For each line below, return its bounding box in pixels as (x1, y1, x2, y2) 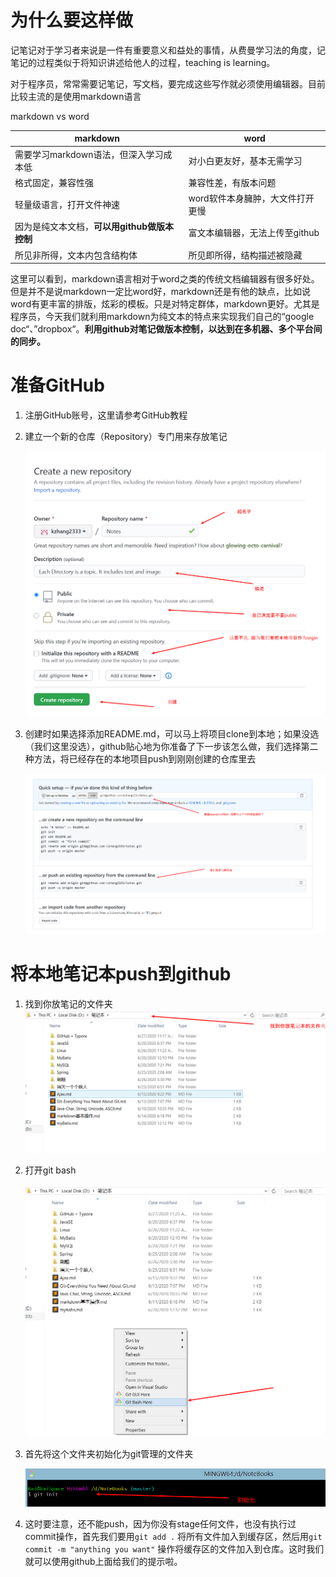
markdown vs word (10, 110, 90, 122)
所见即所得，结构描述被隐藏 (188, 249, 303, 261)
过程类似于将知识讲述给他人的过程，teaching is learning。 (36, 56, 276, 68)
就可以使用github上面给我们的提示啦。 (24, 1556, 183, 1567)
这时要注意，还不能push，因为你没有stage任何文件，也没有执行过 (24, 1518, 297, 1530)
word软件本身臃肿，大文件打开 (188, 192, 315, 205)
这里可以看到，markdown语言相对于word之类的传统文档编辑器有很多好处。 (10, 273, 320, 285)
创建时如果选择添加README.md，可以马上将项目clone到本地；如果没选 (24, 728, 320, 740)
